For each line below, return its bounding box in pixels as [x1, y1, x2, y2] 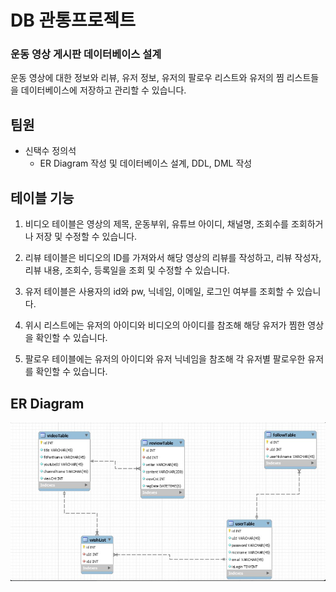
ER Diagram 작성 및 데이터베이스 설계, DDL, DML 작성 [39, 157, 253, 170]
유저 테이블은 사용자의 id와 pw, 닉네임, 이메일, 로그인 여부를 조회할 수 [24, 286, 295, 298]
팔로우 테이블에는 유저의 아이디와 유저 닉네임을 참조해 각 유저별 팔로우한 [24, 353, 306, 365]
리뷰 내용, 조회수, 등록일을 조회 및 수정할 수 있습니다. [24, 264, 230, 276]
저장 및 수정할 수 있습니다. [35, 231, 138, 243]
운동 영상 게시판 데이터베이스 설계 [10, 47, 162, 61]
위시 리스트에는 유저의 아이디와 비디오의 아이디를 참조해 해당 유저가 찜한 [24, 319, 306, 331]
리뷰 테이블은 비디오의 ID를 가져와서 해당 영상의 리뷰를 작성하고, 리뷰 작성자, [24, 252, 322, 264]
